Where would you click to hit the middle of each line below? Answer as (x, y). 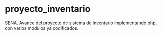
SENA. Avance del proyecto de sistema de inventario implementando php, (81, 23)
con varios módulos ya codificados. (42, 28)
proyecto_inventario (48, 9)
